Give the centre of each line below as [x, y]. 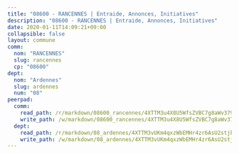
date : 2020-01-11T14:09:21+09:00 [57, 27]
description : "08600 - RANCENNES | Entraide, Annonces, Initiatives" [113, 21]
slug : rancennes [38, 60]
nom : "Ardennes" [38, 80]
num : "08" [28, 93]
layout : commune [31, 40]
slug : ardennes [36, 87]
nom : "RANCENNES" [39, 54]
